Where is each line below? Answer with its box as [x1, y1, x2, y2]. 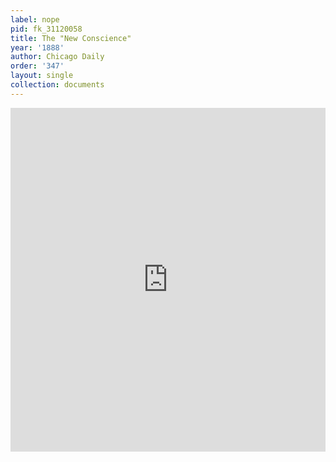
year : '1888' [10, 42, 65, 53]
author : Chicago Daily [10, 52, 105, 62]
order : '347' [10, 61, 65, 71]
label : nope [10, 14, 60, 25]
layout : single [10, 71, 74, 81]
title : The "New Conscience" [10, 33, 132, 43]
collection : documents [10, 80, 105, 90]
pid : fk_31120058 [10, 24, 83, 34]
